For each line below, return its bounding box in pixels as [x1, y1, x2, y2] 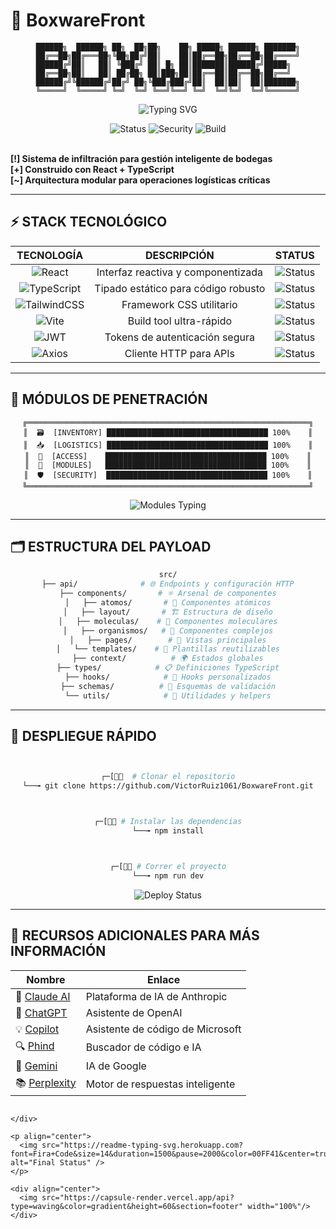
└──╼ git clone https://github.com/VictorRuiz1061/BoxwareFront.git [22, 781, 314, 791]
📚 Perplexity [15, 1075, 77, 1089]
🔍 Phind [15, 1039, 55, 1053]
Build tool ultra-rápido [127, 314, 233, 328]
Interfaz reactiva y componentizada [96, 265, 264, 279]
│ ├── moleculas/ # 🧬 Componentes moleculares [58, 616, 278, 626]
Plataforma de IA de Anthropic [85, 989, 228, 1003]
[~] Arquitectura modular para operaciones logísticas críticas [10, 174, 271, 186]
